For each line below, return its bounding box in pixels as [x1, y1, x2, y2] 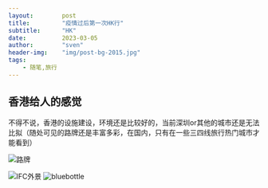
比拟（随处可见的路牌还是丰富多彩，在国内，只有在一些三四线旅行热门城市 [8, 127, 253, 137]
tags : [8, 57, 26, 65]
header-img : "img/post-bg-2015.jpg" [8, 49, 141, 57]
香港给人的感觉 [8, 95, 82, 108]
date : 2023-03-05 [8, 33, 98, 42]
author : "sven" [8, 41, 84, 49]
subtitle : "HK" [8, 26, 77, 34]
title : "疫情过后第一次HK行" [8, 19, 124, 27]
